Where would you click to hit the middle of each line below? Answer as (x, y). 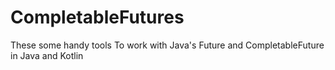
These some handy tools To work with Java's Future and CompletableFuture (167, 45)
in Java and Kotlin (47, 55)
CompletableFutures (97, 17)
